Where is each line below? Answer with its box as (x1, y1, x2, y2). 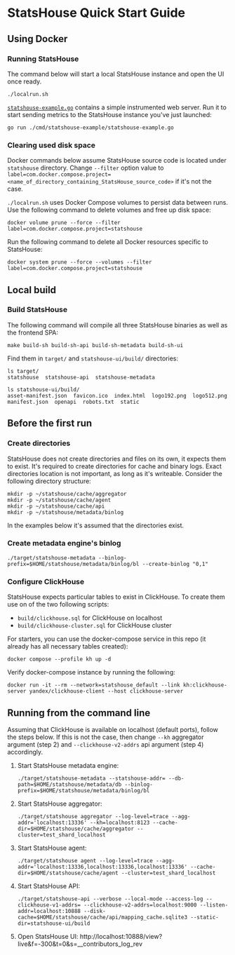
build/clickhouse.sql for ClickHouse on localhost (17, 614, 163, 622)
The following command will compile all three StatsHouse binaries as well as (7, 320, 228, 329)
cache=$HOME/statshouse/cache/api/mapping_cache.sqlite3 (17, 914, 188, 921)
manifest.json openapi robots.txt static (7, 398, 140, 405)
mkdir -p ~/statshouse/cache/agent (7, 496, 112, 503)
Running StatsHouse (7, 54, 79, 64)
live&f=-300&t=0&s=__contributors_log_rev (17, 940, 142, 948)
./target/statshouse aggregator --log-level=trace (17, 813, 169, 820)
